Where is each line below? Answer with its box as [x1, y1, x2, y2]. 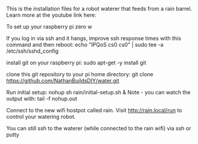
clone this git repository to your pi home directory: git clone [6, 71, 153, 77]
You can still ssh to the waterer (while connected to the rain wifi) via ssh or [6, 125, 191, 131]
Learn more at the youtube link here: [6, 11, 97, 19]
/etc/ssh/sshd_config [6, 47, 59, 55]
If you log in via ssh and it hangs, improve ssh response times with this [6, 35, 182, 41]
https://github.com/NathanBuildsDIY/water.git [6, 77, 119, 84]
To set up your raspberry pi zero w [6, 23, 92, 30]
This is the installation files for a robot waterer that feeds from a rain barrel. [6, 5, 193, 12]
